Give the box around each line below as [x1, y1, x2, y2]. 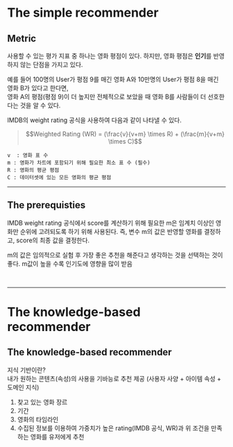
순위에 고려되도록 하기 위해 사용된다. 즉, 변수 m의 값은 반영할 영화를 [19, 227, 203, 235]
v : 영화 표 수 [7, 152, 49, 159]
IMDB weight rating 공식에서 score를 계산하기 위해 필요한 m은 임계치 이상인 [7, 219, 214, 227]
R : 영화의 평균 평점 [7, 167, 60, 174]
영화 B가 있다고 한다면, [7, 84, 69, 92]
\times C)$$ [108, 137, 142, 145]
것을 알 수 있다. [19, 101, 61, 109]
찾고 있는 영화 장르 [17, 398, 68, 406]
